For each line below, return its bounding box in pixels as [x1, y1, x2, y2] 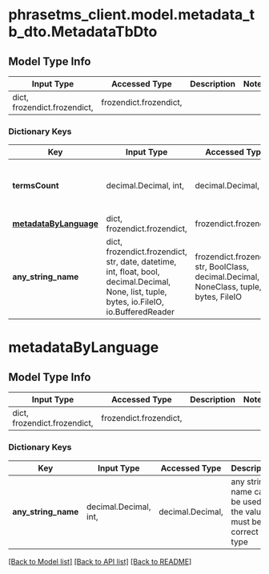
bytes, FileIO [195, 291, 243, 302]
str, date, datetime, [106, 257, 177, 268]
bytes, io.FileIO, [106, 297, 164, 308]
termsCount [12, 180, 59, 192]
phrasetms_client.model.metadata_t [8, 6, 255, 24]
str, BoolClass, [195, 261, 250, 273]
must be [231, 515, 262, 527]
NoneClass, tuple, [195, 281, 262, 293]
